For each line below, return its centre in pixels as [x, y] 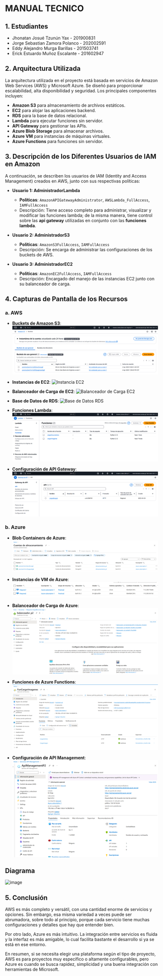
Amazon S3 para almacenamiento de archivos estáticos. [69, 105]
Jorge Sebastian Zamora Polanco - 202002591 [59, 43]
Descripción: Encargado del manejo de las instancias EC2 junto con [87, 278]
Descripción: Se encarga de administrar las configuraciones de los [86, 249]
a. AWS [14, 312]
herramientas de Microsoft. [32, 969]
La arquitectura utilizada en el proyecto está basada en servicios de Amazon [81, 80]
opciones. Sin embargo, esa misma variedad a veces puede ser [68, 914]
